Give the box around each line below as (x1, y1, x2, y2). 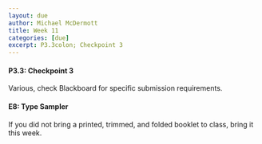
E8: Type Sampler (8, 101, 69, 111)
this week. (8, 128, 42, 138)
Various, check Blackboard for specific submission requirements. (8, 84, 223, 93)
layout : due (8, 11, 48, 20)
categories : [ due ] (8, 33, 69, 42)
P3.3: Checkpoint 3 (8, 65, 74, 76)
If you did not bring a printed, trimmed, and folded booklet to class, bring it (8, 119, 254, 129)
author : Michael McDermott (8, 19, 98, 27)
